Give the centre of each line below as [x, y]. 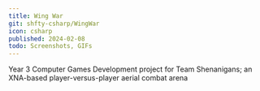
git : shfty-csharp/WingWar [54, 24]
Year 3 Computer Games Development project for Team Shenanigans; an [130, 69]
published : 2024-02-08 [47, 39]
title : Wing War [36, 16]
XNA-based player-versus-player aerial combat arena [98, 78]
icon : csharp [30, 31]
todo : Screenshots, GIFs [50, 46]
